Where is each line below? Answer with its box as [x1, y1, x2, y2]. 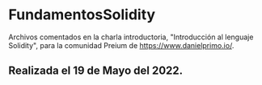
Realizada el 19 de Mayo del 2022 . [8, 64, 184, 78]
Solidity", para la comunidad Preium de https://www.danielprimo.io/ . [8, 40, 235, 50]
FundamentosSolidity [8, 6, 156, 24]
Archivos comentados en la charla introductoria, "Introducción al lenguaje [8, 32, 254, 42]
